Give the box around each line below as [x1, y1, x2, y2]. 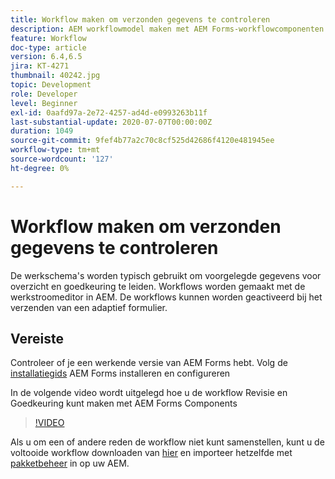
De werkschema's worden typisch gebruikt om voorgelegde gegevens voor [10, 269, 322, 281]
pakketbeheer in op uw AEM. [10, 457, 130, 470]
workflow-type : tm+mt [10, 145, 101, 155]
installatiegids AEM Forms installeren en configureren [10, 367, 231, 380]
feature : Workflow [10, 33, 87, 43]
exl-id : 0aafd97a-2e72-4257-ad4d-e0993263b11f [10, 107, 208, 118]
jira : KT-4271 [10, 61, 70, 71]
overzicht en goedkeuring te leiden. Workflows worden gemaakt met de [10, 280, 306, 292]
